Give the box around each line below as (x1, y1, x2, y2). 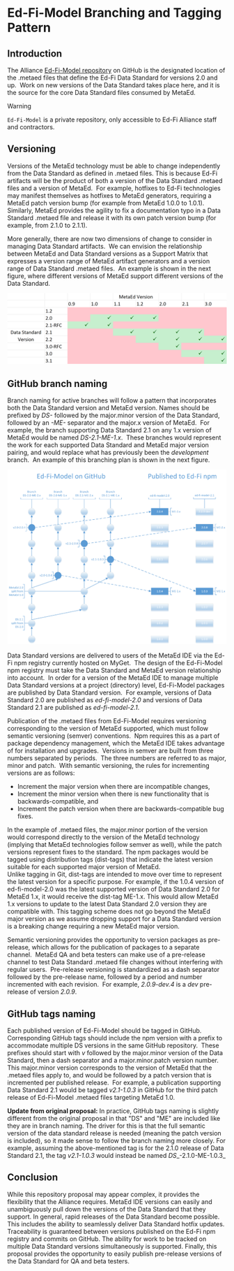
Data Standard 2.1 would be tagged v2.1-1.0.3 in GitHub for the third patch (7, 1086, 218, 1094)
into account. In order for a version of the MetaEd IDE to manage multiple (7, 674, 219, 682)
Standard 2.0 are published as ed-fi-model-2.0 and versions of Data (7, 696, 203, 704)
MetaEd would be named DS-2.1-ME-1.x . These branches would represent (7, 433, 221, 442)
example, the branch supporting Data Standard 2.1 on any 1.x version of (7, 426, 212, 435)
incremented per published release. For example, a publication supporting (7, 1078, 221, 1087)
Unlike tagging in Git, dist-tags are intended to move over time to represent (7, 870, 222, 878)
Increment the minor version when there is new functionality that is (17, 790, 210, 798)
